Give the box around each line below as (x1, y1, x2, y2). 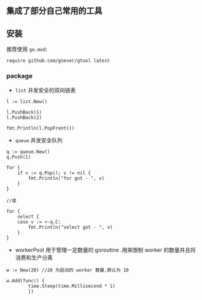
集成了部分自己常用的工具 (6, 5, 102, 16)
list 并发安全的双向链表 (15, 86, 76, 94)
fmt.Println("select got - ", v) (28, 224, 113, 230)
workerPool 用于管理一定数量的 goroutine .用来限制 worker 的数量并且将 (15, 246, 196, 253)
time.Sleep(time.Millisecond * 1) (28, 283, 116, 289)
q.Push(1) (6, 154, 32, 160)
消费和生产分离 (15, 254, 53, 261)
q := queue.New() (6, 148, 50, 155)
